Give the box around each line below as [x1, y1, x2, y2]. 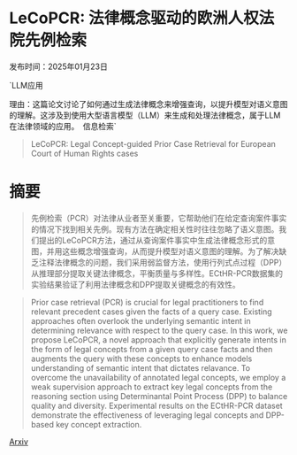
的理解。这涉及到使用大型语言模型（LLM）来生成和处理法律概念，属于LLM [9, 110, 281, 120]
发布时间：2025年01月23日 [9, 61, 108, 72]
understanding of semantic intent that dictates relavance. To [30, 362, 250, 373]
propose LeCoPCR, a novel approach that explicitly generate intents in [30, 334, 287, 345]
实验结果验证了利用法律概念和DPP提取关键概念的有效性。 [30, 279, 240, 289]
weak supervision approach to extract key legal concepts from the [30, 382, 273, 392]
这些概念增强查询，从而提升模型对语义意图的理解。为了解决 [61, 245, 279, 257]
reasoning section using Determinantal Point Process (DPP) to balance [30, 390, 288, 401]
